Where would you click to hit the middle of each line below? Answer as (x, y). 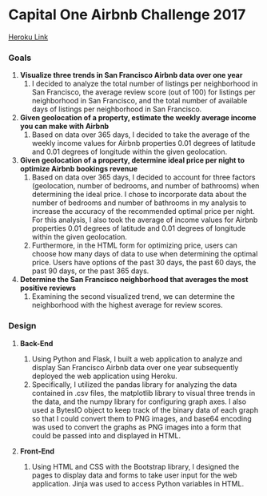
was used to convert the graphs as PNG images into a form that (136, 427)
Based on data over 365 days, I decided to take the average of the (141, 135)
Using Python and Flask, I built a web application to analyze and (137, 359)
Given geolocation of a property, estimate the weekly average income (138, 118)
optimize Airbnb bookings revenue (79, 169)
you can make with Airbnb (64, 127)
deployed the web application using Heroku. (104, 376)
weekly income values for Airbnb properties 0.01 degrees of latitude (143, 143)
